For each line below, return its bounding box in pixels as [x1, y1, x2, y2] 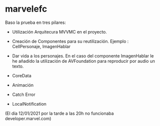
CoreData [12, 72, 32, 78]
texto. [12, 63, 24, 69]
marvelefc [5, 3, 47, 15]
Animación [12, 82, 34, 88]
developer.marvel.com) [5, 115, 52, 121]
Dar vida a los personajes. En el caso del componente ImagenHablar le [12, 53, 154, 59]
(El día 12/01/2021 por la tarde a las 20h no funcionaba [5, 110, 114, 116]
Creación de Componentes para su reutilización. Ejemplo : [12, 38, 129, 44]
